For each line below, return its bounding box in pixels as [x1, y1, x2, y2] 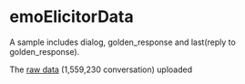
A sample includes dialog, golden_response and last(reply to [9, 37, 237, 47]
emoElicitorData [9, 6, 134, 27]
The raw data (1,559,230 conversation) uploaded [9, 64, 193, 75]
